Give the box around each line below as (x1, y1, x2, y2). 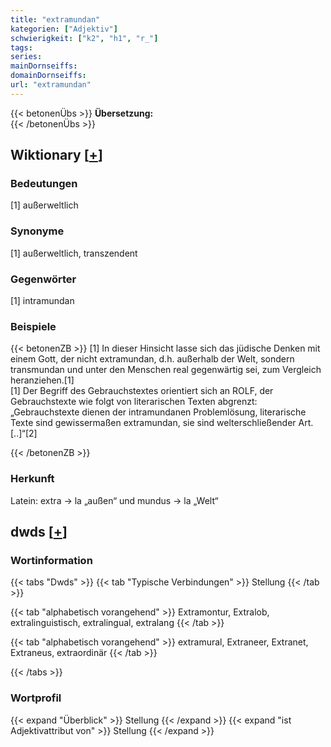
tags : (10, 42, 33, 53)
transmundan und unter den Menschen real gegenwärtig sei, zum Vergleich (10, 364, 322, 376)
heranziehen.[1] (10, 374, 75, 386)
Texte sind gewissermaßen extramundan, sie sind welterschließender (10, 417, 297, 429)
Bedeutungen (10, 177, 78, 191)
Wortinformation (10, 553, 93, 567)
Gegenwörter (10, 272, 77, 286)
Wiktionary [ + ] (10, 147, 103, 164)
